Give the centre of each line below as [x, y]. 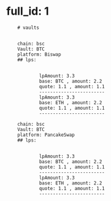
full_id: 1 [28, 11]
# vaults [28, 28]
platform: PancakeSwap [46, 135]
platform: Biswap [39, 54]
